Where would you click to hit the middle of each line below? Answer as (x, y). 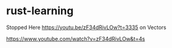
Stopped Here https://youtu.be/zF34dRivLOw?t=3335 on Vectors (86, 27)
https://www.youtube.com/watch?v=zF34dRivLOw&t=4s (76, 39)
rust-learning (40, 11)
